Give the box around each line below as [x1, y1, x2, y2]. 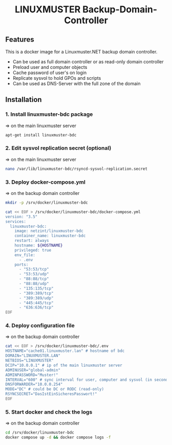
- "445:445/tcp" [18, 300, 54, 306]
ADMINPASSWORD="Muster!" [5, 372, 58, 378]
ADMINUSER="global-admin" [5, 367, 60, 372]
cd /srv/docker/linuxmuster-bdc [5, 430, 74, 435]
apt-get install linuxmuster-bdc [5, 132, 77, 137]
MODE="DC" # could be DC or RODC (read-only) [5, 387, 104, 392]
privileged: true [14, 247, 52, 253]
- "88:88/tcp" [18, 276, 50, 281]
